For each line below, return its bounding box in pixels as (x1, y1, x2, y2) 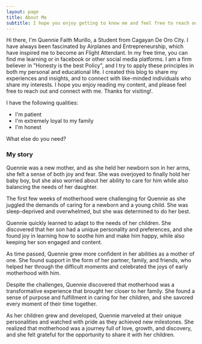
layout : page (6, 8, 39, 15)
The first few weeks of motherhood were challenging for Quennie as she (6, 195, 186, 202)
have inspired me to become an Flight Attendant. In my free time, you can (6, 49, 188, 57)
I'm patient (14, 111, 42, 118)
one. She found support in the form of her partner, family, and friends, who (6, 256, 191, 263)
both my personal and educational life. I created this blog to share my (6, 69, 178, 76)
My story (6, 150, 33, 159)
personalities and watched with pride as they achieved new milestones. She (6, 318, 194, 325)
